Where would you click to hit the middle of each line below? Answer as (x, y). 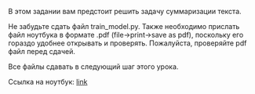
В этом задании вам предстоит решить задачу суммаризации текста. (125, 11)
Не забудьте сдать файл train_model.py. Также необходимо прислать (124, 26)
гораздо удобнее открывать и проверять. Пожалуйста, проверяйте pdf (127, 43)
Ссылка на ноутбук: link (48, 82)
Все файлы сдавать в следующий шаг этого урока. (93, 67)
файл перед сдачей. (42, 51)
